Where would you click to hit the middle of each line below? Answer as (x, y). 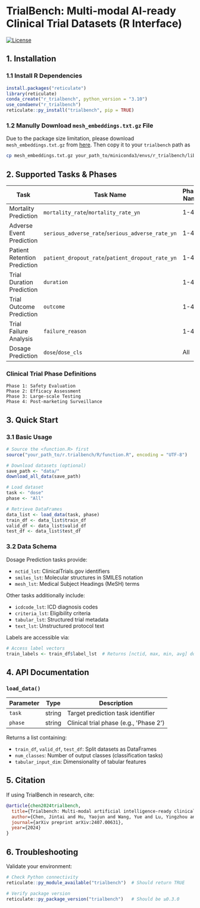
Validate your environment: (39, 866)
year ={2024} (26, 828)
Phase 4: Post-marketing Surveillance (54, 402)
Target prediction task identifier (111, 713)
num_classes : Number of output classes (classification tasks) (89, 756)
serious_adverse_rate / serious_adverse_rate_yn (110, 233)
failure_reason (65, 331)
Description (116, 703)
